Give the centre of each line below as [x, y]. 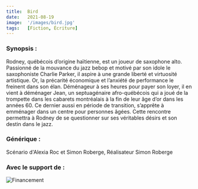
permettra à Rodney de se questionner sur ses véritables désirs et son [92, 118]
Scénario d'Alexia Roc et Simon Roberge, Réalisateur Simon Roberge [90, 152]
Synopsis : [22, 49]
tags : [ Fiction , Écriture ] [42, 28]
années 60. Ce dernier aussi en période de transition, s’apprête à [85, 105]
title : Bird [22, 11]
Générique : [23, 139]
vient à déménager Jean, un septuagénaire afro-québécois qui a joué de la [97, 92]
